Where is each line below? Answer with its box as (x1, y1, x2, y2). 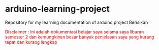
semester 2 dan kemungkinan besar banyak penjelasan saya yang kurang (5, 34, 155, 40)
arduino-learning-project (5, 3, 110, 15)
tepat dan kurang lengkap (5, 39, 58, 45)
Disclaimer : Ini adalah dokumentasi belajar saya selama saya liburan (5, 29, 144, 34)
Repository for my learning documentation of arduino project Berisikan (5, 19, 148, 25)
